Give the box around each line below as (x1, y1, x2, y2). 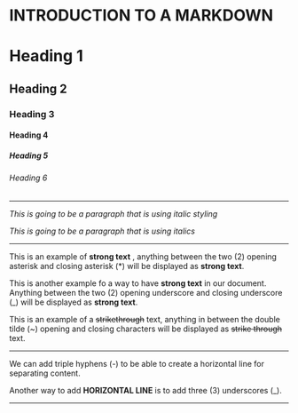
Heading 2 (9, 81, 68, 96)
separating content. (9, 368, 82, 378)
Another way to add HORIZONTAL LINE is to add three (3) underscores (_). (9, 385, 282, 395)
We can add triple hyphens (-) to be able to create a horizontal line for (9, 358, 264, 369)
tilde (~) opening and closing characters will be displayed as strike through (9, 323, 282, 334)
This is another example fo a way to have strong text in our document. (9, 277, 267, 289)
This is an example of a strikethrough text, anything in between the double (9, 314, 281, 324)
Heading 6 (9, 172, 48, 183)
